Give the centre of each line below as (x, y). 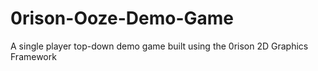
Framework (33, 56)
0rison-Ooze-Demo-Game (122, 18)
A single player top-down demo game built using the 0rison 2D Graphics (159, 46)
